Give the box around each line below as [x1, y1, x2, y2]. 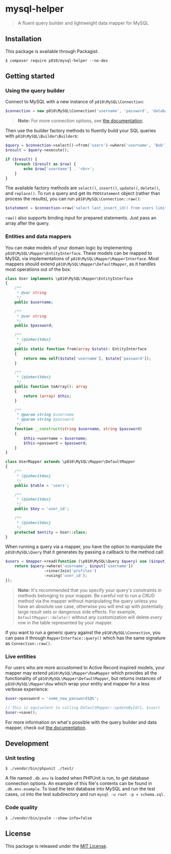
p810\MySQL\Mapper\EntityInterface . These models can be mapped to [5, 250, 152, 256]
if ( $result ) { [5, 157, 38, 162]
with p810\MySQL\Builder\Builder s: [5, 133, 79, 139]
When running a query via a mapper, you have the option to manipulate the [5, 543, 162, 550]
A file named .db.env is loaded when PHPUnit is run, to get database [5, 775, 149, 781]
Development [5, 739, 49, 748]
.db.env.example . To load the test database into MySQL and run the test [5, 786, 155, 792]
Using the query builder [5, 87, 65, 94]
